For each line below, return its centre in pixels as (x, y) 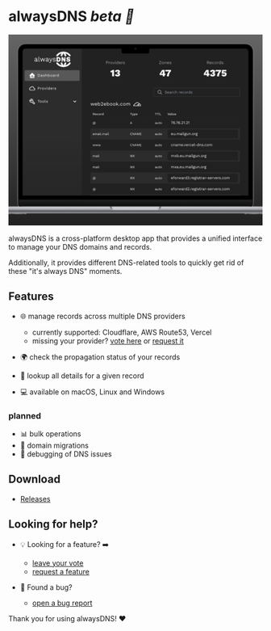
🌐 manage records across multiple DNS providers (102, 316)
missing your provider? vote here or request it (108, 341)
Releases (35, 498)
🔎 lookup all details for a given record (82, 376)
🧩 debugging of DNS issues (66, 454)
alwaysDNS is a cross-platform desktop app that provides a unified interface (135, 238)
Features (31, 297)
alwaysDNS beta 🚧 (71, 17)
